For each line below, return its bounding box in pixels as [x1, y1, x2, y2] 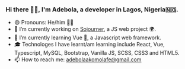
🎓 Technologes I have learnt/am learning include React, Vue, [14, 41, 165, 48]
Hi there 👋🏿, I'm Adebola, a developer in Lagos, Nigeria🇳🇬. [5, 5, 178, 14]
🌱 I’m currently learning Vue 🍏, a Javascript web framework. [14, 34, 161, 41]
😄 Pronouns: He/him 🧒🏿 [14, 19, 74, 26]
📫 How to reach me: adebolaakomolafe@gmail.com [14, 56, 142, 63]
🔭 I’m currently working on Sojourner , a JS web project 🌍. [14, 26, 157, 33]
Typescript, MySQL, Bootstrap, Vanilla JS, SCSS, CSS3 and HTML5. [14, 49, 180, 57]
